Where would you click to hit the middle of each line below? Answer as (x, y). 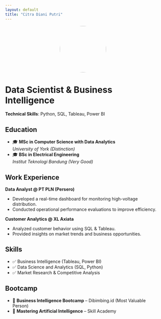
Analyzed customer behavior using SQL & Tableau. (64, 229)
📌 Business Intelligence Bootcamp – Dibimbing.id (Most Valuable (79, 300)
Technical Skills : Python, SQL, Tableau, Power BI (55, 114)
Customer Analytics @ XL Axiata (40, 219)
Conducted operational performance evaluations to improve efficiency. (84, 209)
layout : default (22, 10)
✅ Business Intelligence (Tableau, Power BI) (57, 261)
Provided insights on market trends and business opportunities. (77, 234)
